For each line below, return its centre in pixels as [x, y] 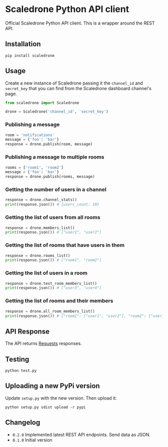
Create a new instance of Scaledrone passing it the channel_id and [74, 83]
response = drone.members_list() [40, 228]
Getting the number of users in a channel [56, 189]
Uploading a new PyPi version [52, 386]
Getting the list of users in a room [46, 273]
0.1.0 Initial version [32, 440]
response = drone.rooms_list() [38, 255]
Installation [23, 44]
